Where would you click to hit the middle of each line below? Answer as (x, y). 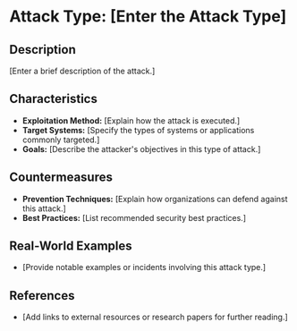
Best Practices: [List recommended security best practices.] (134, 217)
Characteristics (54, 99)
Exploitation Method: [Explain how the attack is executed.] (131, 120)
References (42, 296)
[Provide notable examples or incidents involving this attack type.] (144, 267)
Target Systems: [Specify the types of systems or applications (138, 130)
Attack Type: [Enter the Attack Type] (148, 17)
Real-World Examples (71, 246)
